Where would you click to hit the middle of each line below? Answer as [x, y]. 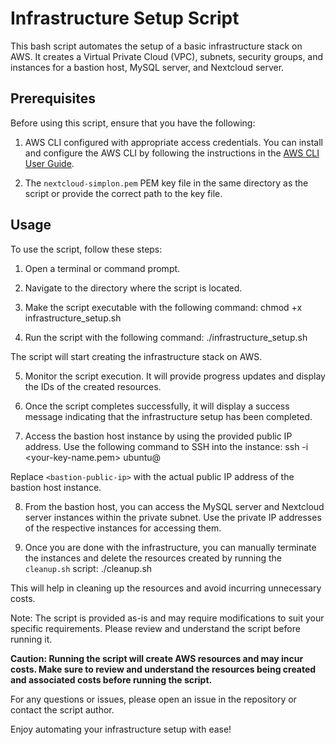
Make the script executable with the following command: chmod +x [163, 307]
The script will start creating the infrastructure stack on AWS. [136, 356]
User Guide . [49, 163]
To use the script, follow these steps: [86, 249]
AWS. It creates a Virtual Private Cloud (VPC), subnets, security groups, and [167, 56]
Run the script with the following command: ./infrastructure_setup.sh [166, 337]
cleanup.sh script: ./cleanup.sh [88, 568]
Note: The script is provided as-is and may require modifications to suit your [167, 618]
